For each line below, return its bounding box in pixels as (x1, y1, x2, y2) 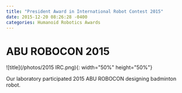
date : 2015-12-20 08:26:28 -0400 (6, 14, 88, 20)
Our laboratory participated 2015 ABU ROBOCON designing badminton (6, 75, 177, 82)
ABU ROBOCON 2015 (6, 44, 110, 58)
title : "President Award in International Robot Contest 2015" (6, 8, 164, 15)
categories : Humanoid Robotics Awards (6, 19, 101, 25)
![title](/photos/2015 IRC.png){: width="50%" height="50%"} (6, 64, 153, 71)
